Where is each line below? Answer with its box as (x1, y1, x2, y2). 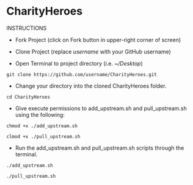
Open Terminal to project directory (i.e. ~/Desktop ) (15, 60, 144, 67)
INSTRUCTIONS (6, 24, 47, 32)
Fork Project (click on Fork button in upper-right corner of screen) (15, 36, 181, 43)
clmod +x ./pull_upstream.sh (6, 133, 81, 139)
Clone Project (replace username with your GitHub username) (15, 47, 171, 55)
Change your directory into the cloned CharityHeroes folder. (15, 82, 167, 89)
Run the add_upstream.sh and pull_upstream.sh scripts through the (15, 144, 184, 152)
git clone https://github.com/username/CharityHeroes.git (6, 71, 157, 77)
